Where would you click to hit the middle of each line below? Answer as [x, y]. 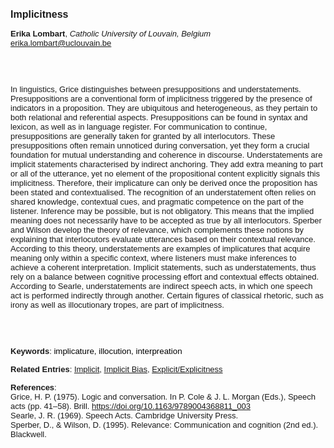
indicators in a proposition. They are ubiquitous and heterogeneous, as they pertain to [164, 108]
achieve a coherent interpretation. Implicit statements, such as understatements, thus [163, 267]
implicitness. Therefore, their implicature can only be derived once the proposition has [164, 183]
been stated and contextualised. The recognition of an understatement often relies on [163, 192]
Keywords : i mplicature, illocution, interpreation [96, 351]
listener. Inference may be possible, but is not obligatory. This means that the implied [162, 211]
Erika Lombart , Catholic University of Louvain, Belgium [111, 34]
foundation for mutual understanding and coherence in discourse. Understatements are [166, 155]
